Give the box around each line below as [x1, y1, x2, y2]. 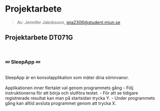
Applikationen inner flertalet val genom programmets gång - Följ [5, 85, 134, 91]
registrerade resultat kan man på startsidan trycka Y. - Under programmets [5, 95, 155, 101]
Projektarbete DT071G [5, 33, 73, 42]
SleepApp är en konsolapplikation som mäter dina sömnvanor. [5, 75, 129, 80]
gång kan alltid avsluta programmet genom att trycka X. [5, 100, 117, 106]
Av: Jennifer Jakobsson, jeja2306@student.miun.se [17, 19, 121, 25]
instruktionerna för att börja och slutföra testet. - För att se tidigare [5, 90, 139, 96]
